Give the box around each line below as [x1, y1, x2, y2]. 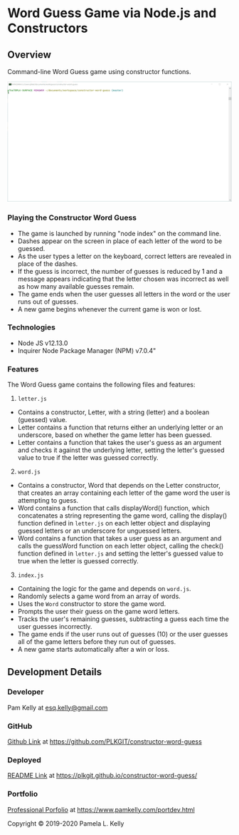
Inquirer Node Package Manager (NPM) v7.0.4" [17, 346, 156, 354]
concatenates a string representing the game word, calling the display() [17, 511, 228, 520]
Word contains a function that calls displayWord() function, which [17, 504, 210, 513]
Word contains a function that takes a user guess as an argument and [17, 534, 222, 543]
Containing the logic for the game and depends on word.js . [17, 585, 191, 593]
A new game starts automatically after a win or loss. [17, 645, 170, 654]
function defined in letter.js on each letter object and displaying [17, 519, 211, 528]
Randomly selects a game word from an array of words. [17, 592, 181, 600]
